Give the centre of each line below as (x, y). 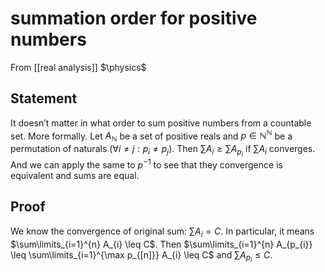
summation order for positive (134, 18)
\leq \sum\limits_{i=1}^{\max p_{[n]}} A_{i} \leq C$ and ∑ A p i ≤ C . (141, 256)
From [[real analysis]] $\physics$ (78, 67)
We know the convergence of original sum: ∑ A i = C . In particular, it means (162, 232)
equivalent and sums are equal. (75, 175)
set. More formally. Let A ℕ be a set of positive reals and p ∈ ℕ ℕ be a (151, 136)
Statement (44, 98)
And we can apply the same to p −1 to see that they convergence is (146, 164)
